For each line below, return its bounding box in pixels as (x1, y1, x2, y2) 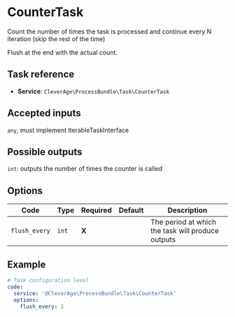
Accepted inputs (7, 108, 82, 119)
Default (118, 205, 144, 215)
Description (167, 205, 208, 215)
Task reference (7, 68, 75, 80)
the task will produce (150, 226, 219, 236)
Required (80, 205, 112, 215)
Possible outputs (7, 146, 83, 158)
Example (7, 258, 46, 270)
